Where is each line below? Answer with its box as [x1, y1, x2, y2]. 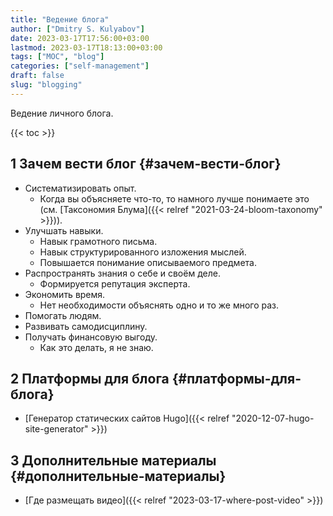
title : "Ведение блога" [10, 14, 110, 25]
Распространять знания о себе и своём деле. [24, 267, 221, 279]
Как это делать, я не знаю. [39, 341, 154, 353]
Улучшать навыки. [24, 224, 104, 236]
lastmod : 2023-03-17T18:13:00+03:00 [10, 42, 163, 53]
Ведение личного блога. [10, 107, 114, 119]
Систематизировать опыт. [24, 182, 137, 194]
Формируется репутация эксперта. [39, 277, 191, 290]
